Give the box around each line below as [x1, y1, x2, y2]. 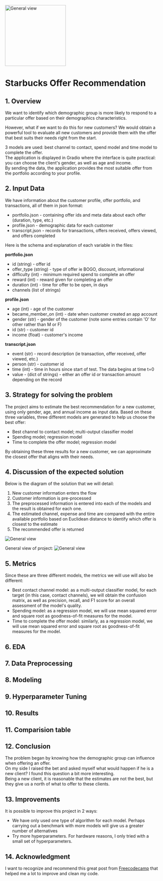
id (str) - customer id [12, 326, 54, 332]
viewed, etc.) [12, 356, 38, 361]
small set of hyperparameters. [12, 839, 73, 844]
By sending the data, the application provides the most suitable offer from [5, 165, 152, 171]
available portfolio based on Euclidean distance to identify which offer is [12, 516, 157, 522]
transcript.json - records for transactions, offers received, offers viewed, [12, 227, 157, 233]
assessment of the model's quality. [12, 602, 82, 609]
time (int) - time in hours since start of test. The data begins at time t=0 [12, 366, 154, 372]
